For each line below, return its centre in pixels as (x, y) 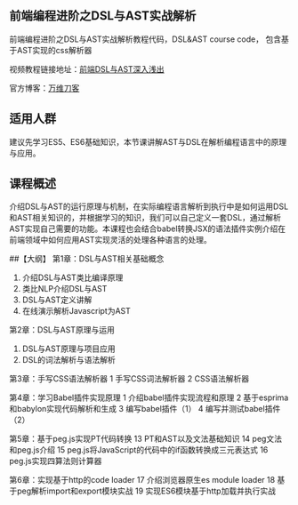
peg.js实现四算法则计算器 (56, 461)
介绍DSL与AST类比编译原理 (72, 277)
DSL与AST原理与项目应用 (68, 349)
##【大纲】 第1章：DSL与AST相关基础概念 (87, 259)
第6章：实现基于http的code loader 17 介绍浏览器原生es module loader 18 (142, 480)
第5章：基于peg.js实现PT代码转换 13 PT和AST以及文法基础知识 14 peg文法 (146, 439)
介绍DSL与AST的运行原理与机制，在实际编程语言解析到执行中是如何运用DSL (149, 206)
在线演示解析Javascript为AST (77, 311)
